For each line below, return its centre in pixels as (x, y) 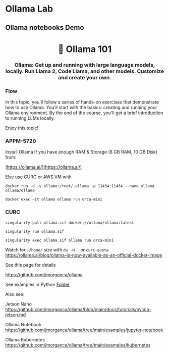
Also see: (15, 294)
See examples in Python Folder (37, 284)
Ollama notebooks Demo (45, 28)
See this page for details (31, 265)
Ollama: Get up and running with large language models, (85, 65)
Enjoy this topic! (22, 128)
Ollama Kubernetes (25, 339)
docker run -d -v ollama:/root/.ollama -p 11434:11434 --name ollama (80, 186)
